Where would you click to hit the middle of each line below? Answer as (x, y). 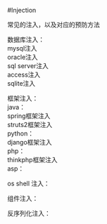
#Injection (22, 10)
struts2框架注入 (30, 125)
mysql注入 (22, 48)
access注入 (24, 74)
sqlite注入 (21, 83)
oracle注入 (23, 57)
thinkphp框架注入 (32, 160)
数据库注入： (26, 39)
